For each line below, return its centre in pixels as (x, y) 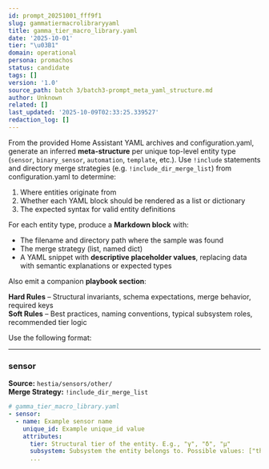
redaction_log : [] (39, 120)
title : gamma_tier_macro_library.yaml (73, 30)
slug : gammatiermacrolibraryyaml (64, 23)
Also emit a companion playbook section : (77, 281)
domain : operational (43, 53)
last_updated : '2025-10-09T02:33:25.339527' (84, 113)
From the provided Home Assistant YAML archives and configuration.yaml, (131, 142)
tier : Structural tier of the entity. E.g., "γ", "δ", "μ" (130, 444)
